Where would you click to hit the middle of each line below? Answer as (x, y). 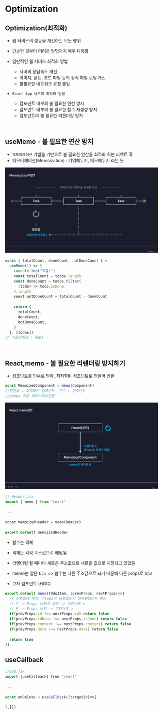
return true (22, 639)
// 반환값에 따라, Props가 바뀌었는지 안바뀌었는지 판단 (58, 598)
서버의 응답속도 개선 (38, 72)
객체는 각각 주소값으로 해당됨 (39, 552)
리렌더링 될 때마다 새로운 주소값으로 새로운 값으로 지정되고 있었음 (73, 563)
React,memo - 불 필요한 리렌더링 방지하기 (65, 363)
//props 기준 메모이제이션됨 (30, 396)
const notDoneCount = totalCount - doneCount (61, 297)
